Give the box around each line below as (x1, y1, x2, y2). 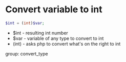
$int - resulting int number (12, 30, 68, 36)
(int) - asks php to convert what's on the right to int (12, 40, 121, 47)
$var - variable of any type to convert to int (12, 35, 104, 42)
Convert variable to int (5, 4, 102, 15)
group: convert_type (5, 50, 48, 57)
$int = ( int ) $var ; (5, 20, 45, 26)
